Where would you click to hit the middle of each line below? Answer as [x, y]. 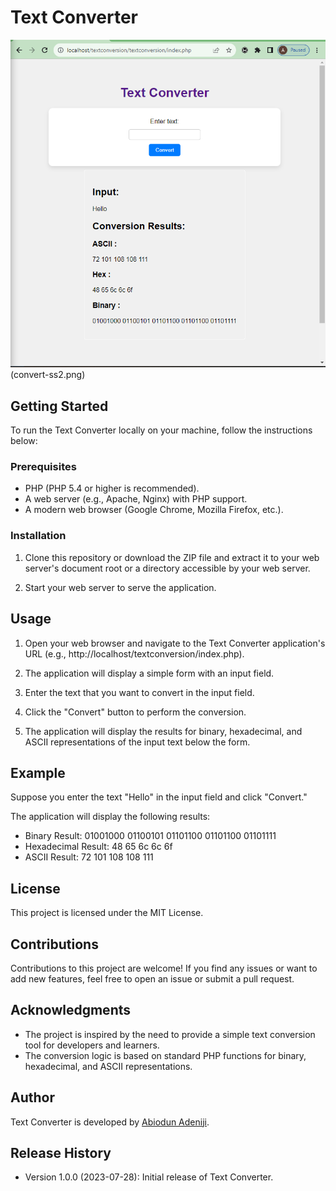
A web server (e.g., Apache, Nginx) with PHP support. [136, 499]
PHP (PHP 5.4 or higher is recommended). [112, 488]
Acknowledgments [71, 1010]
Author [32, 1097]
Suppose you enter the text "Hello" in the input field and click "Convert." [159, 797]
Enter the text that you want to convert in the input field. [139, 692]
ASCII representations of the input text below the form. [137, 742]
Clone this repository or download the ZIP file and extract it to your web [172, 557]
